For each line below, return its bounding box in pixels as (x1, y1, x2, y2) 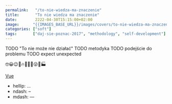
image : (5, 22, 19, 27)
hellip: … (12, 83, 31, 89)
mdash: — (12, 94, 35, 100)
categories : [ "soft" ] (5, 27, 52, 32)
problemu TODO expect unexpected (5, 51, 82, 57)
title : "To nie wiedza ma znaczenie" (5, 12, 100, 17)
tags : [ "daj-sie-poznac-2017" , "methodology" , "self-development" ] (5, 31, 166, 36)
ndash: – (12, 88, 31, 94)
